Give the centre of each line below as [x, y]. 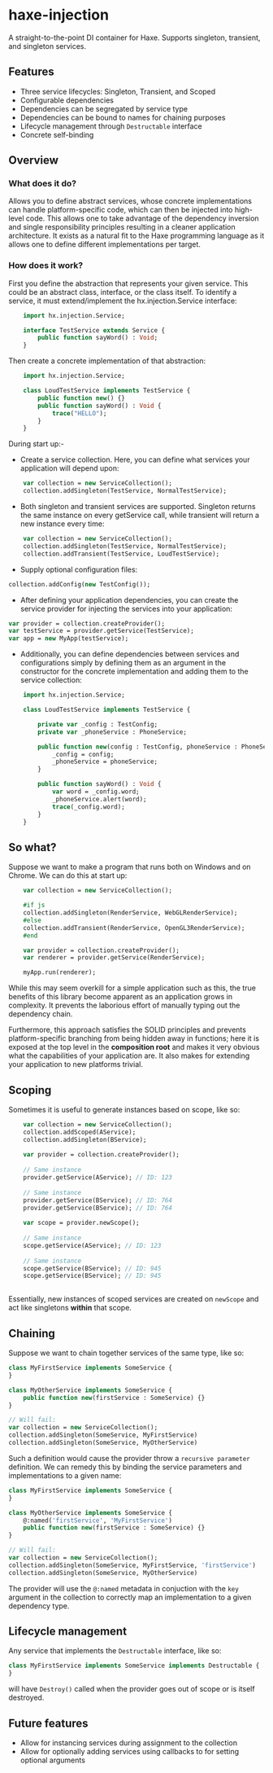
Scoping [30, 1090]
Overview [34, 160]
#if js [34, 906]
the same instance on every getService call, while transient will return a [140, 516]
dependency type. [39, 1605]
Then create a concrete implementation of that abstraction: [107, 361]
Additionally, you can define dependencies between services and [130, 654]
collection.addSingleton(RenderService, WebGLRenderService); [130, 913]
